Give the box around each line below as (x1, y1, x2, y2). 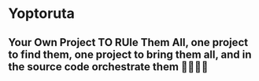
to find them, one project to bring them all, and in (8, 48, 252, 61)
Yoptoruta (8, 5, 75, 23)
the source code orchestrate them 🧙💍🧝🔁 (8, 60, 209, 73)
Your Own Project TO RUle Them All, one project (8, 36, 249, 49)
